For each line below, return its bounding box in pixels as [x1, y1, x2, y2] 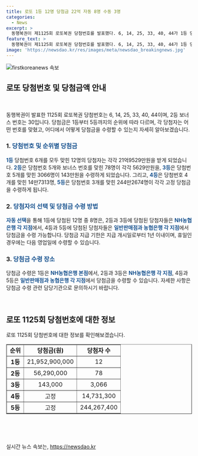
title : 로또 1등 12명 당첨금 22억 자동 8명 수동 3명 [6, 8, 121, 15]
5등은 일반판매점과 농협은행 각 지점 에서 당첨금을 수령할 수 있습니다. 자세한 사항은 [6, 277, 191, 284]
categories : [6, 14, 35, 20]
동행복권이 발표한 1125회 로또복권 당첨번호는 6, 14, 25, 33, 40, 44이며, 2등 [6, 111, 179, 118]
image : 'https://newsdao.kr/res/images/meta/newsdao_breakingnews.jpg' [6, 47, 186, 53]
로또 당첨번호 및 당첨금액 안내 [6, 83, 107, 93]
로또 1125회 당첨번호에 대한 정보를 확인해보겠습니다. [6, 332, 126, 339]
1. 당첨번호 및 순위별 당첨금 [6, 142, 78, 150]
